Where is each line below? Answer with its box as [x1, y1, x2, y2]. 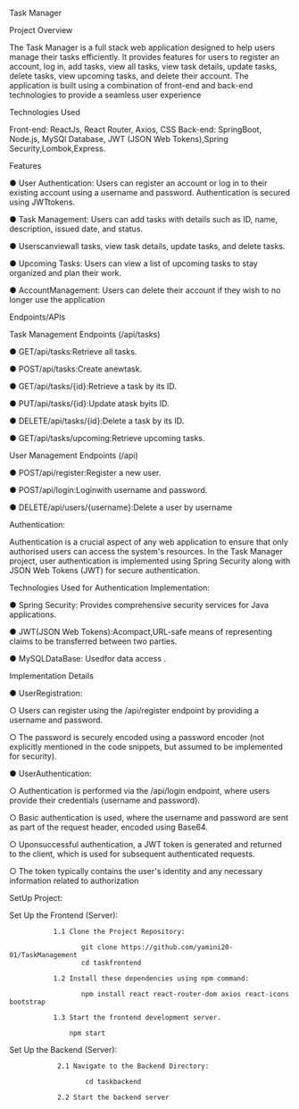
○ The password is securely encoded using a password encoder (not [9, 732, 265, 742]
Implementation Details [9, 671, 94, 681]
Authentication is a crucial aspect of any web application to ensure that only [9, 537, 288, 547]
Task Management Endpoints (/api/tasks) [9, 329, 161, 339]
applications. [9, 609, 56, 620]
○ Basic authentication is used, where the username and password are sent [9, 813, 288, 822]
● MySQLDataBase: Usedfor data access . [9, 654, 167, 663]
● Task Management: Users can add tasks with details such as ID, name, [9, 214, 278, 224]
